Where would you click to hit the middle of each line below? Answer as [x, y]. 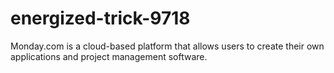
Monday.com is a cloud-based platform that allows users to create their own [167, 46]
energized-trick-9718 [100, 18]
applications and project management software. [109, 56]
